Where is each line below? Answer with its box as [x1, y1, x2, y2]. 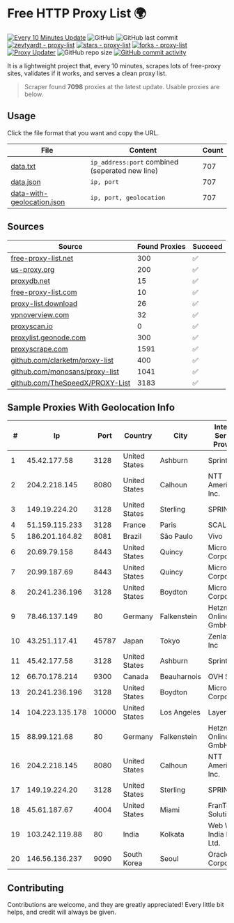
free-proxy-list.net [10, 253, 74, 263]
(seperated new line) [90, 165, 159, 175]
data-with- [10, 188, 49, 198]
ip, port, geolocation [90, 193, 166, 201]
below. [24, 90, 44, 98]
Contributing [7, 882, 64, 894]
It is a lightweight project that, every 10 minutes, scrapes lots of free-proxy [7, 61, 221, 70]
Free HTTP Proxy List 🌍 [7, 6, 147, 22]
